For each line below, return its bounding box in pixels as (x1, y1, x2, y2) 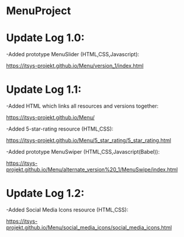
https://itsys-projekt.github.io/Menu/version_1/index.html (6, 62, 144, 69)
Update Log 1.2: (6, 187, 85, 200)
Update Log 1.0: (6, 31, 85, 45)
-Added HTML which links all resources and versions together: (6, 102, 159, 110)
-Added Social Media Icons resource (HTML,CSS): (6, 206, 128, 213)
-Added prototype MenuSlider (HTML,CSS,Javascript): (6, 51, 140, 58)
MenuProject (6, 4, 71, 18)
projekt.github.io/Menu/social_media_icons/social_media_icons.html (6, 224, 172, 231)
